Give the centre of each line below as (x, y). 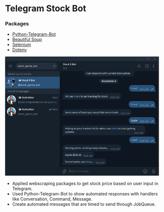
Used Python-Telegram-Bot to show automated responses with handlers (85, 194)
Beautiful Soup (27, 39)
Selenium (21, 45)
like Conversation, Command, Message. (52, 199)
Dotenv (19, 50)
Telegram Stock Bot (46, 9)
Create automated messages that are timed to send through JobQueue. (84, 204)
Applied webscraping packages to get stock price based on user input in (85, 184)
